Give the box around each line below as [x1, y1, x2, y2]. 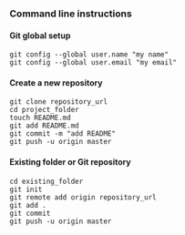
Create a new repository [9, 77, 103, 88]
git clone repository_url [9, 97, 108, 107]
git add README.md [9, 121, 79, 130]
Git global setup [9, 30, 71, 41]
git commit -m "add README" [9, 129, 117, 138]
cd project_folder [9, 106, 79, 115]
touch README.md [9, 113, 71, 123]
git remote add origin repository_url [9, 192, 157, 202]
